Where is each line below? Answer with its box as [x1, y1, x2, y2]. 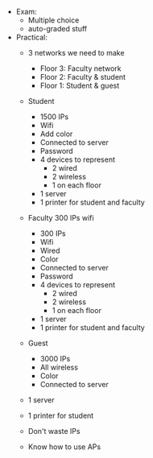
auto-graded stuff [27, 24, 88, 33]
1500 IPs [39, 112, 69, 122]
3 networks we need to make [27, 48, 125, 57]
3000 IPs [39, 354, 71, 363]
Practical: [15, 32, 48, 42]
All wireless [39, 362, 79, 372]
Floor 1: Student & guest [39, 80, 120, 90]
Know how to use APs [27, 442, 101, 452]
